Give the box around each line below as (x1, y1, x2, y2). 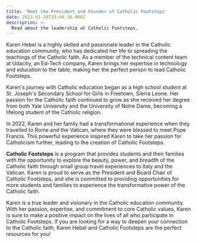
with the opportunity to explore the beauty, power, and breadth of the (6, 157, 175, 164)
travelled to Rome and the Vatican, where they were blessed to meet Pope (6, 127, 186, 134)
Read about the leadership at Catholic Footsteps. (11, 25, 139, 31)
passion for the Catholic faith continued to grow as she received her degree (6, 96, 190, 104)
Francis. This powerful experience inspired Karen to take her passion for (6, 133, 182, 140)
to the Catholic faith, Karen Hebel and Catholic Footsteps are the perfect (6, 224, 182, 231)
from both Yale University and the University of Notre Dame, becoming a (6, 102, 183, 109)
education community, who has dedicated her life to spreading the (6, 48, 168, 55)
